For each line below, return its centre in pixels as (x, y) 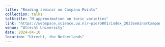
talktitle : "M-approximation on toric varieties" (57, 19)
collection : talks (24, 14)
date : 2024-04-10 (23, 32)
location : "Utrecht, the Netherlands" (45, 37)
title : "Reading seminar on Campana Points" (51, 10)
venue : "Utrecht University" (35, 28)
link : (11, 23)
